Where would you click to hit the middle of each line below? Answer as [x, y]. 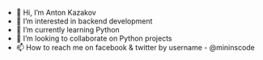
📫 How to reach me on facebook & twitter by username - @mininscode [135, 47]
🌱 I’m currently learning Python [68, 30]
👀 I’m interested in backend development [84, 21]
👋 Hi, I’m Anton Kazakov [56, 13]
